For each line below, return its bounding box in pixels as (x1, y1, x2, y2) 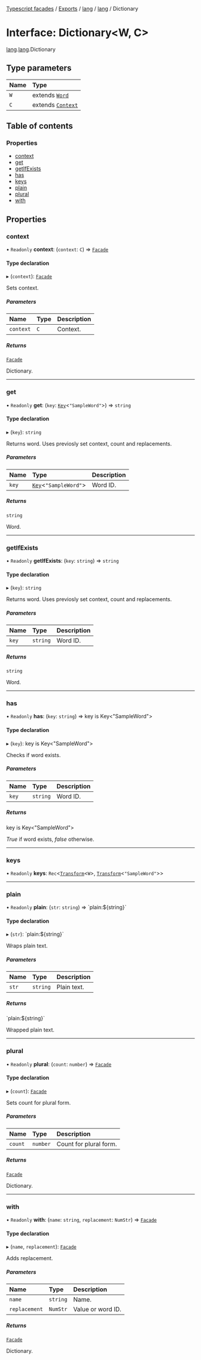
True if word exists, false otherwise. (6, 835, 95, 843)
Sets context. (6, 284, 39, 292)
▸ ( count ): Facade (6, 1087, 47, 1094)
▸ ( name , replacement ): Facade (6, 1243, 77, 1251)
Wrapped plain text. (6, 1026, 55, 1033)
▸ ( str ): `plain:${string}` (6, 931, 64, 938)
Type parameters (6, 63, 72, 74)
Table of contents (6, 121, 73, 131)
